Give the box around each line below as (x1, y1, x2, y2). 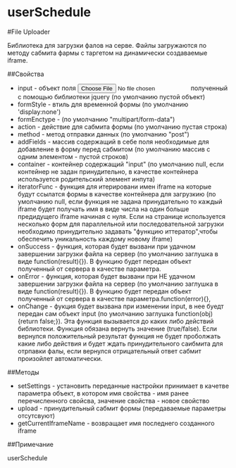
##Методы (7, 367, 40, 377)
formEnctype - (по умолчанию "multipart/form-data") (17, 115, 175, 123)
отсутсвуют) (17, 411, 55, 419)
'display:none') (17, 107, 61, 116)
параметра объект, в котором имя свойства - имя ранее (17, 388, 189, 398)
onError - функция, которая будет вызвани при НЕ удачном (17, 272, 196, 280)
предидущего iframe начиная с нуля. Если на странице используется (17, 212, 226, 220)
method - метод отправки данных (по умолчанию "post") (17, 129, 190, 138)
